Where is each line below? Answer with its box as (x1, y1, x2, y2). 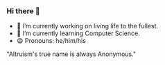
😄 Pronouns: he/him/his (16, 37, 86, 45)
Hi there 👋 (6, 6, 41, 16)
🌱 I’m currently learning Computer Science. (16, 29, 140, 37)
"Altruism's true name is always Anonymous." (6, 50, 137, 58)
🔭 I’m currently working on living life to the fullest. (16, 22, 159, 30)
